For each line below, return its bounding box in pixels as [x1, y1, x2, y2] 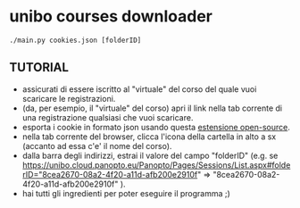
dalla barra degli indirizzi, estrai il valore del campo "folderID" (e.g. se [21, 150, 279, 161]
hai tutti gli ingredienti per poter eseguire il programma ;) [21, 187, 230, 198]
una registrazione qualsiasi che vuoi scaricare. [21, 112, 194, 122]
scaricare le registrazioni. [21, 93, 116, 104]
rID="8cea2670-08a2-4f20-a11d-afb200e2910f [21, 169, 198, 179]
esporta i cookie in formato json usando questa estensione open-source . [21, 121, 290, 132]
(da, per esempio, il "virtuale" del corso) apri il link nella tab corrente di [21, 103, 283, 113]
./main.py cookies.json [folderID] [9, 36, 142, 45]
